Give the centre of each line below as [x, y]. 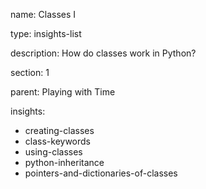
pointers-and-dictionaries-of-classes [101, 173]
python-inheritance [64, 162]
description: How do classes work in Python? [103, 53]
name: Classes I [43, 14]
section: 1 [30, 72]
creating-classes [59, 130]
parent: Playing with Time [63, 92]
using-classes [53, 152]
